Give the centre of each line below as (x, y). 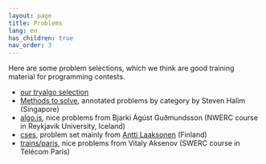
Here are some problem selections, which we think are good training (121, 68)
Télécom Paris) (45, 152)
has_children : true (41, 38)
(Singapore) (40, 110)
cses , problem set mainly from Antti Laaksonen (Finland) (113, 135)
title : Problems (35, 23)
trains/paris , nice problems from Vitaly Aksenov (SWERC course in (130, 143)
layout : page (30, 16)
